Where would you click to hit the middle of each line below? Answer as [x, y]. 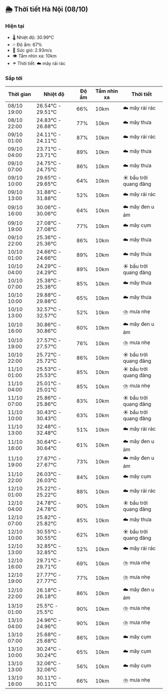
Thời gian [20, 94]
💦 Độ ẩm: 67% [27, 45]
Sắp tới [14, 78]
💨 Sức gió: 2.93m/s [32, 50]
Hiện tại [15, 26]
